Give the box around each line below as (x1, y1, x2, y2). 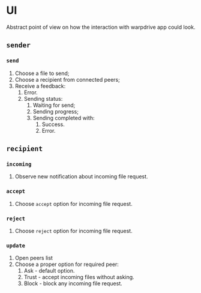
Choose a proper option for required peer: (14, 261, 119, 268)
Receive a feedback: (14, 82, 66, 89)
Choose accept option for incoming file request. (14, 200, 133, 207)
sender (6, 41, 31, 50)
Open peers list (14, 255, 53, 262)
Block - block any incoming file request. (23, 280, 123, 287)
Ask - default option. (23, 267, 75, 274)
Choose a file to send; (14, 70, 70, 77)
